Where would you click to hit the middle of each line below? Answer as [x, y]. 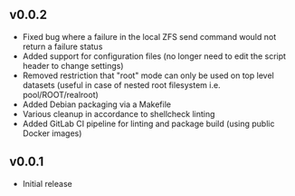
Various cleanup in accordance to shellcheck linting [119, 113]
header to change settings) [73, 65]
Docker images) [52, 133]
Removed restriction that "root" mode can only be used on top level [148, 75]
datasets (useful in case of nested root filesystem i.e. [121, 84]
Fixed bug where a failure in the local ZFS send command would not [149, 36]
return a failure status [62, 46]
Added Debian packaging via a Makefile [97, 104]
